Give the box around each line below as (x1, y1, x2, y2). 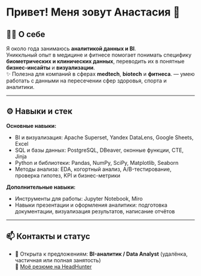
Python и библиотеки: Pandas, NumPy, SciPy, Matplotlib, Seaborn (14, 159, 179, 166)
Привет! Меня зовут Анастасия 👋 (6, 5, 181, 19)
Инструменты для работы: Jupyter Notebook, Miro (14, 195, 143, 202)
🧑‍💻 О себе (6, 29, 45, 39)
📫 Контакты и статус (6, 231, 91, 241)
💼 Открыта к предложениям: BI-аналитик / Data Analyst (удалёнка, (14, 250, 188, 257)
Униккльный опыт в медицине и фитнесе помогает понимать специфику (6, 51, 191, 59)
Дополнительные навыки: (6, 183, 76, 191)
